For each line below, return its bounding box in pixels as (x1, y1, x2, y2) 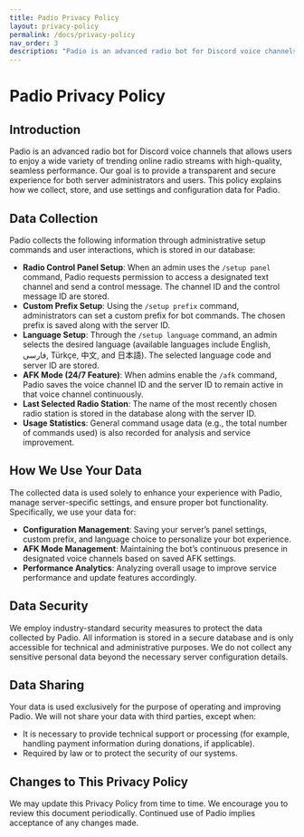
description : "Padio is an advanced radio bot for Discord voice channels (9, 47, 298, 56)
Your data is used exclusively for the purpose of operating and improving (9, 701, 281, 712)
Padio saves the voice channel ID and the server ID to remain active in (22, 379, 283, 390)
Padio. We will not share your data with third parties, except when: (9, 711, 256, 722)
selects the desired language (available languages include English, (22, 339, 271, 350)
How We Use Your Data (9, 463, 142, 478)
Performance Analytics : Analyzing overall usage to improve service (22, 563, 278, 573)
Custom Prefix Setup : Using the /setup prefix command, (22, 300, 240, 311)
